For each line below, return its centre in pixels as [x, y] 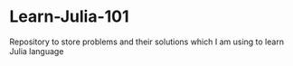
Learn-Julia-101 [69, 17]
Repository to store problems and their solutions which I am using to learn [147, 42]
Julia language [37, 51]
